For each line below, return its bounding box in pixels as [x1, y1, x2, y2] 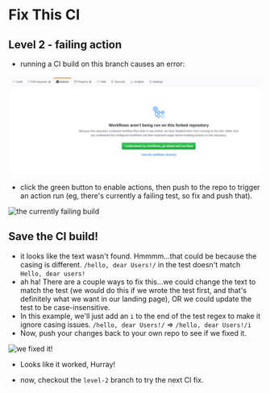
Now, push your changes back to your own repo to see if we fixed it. [19, 328, 247, 337]
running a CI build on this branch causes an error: [19, 59, 185, 68]
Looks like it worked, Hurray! [19, 359, 115, 369]
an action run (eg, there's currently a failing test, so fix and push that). [19, 191, 252, 201]
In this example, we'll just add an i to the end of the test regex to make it [19, 311, 261, 321]
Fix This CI [8, 6, 81, 24]
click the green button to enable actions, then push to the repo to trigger [19, 182, 260, 192]
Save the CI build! [8, 230, 99, 243]
